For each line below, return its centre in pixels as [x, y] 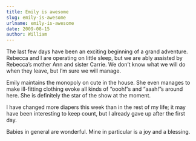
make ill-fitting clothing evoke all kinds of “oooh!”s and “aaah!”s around [95, 89]
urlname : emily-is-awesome [40, 23]
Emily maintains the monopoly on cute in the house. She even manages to [98, 83]
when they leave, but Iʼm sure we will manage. [64, 71]
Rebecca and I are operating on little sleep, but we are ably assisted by [94, 58]
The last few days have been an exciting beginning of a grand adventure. [97, 51]
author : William [27, 34]
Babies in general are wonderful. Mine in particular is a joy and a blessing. [98, 132]
